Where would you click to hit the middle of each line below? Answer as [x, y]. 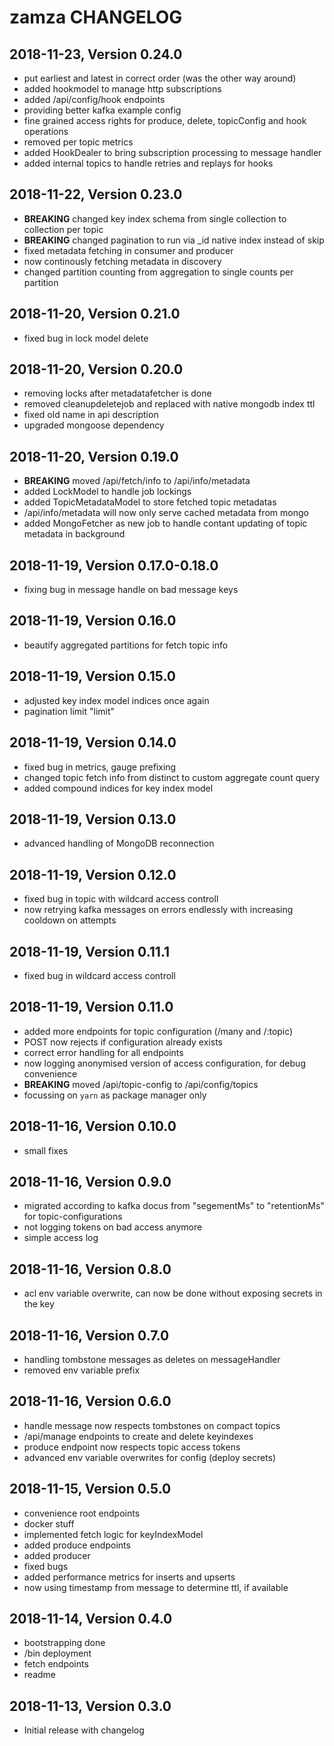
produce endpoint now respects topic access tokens [132, 1447]
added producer [57, 1555]
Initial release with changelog [84, 1730]
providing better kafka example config [102, 110]
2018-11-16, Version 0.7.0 [89, 1335]
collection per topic [63, 229]
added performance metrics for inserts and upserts [129, 1577]
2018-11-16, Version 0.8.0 [90, 1269]
